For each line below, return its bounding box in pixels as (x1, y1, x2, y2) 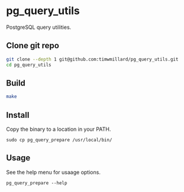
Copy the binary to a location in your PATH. (6, 125, 111, 133)
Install (6, 110, 30, 120)
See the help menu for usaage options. (6, 168, 101, 176)
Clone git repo (6, 41, 59, 51)
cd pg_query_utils (6, 62, 51, 68)
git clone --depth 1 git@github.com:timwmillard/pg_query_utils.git (6, 56, 179, 62)
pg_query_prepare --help (6, 180, 67, 186)
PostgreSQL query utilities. (6, 24, 72, 31)
